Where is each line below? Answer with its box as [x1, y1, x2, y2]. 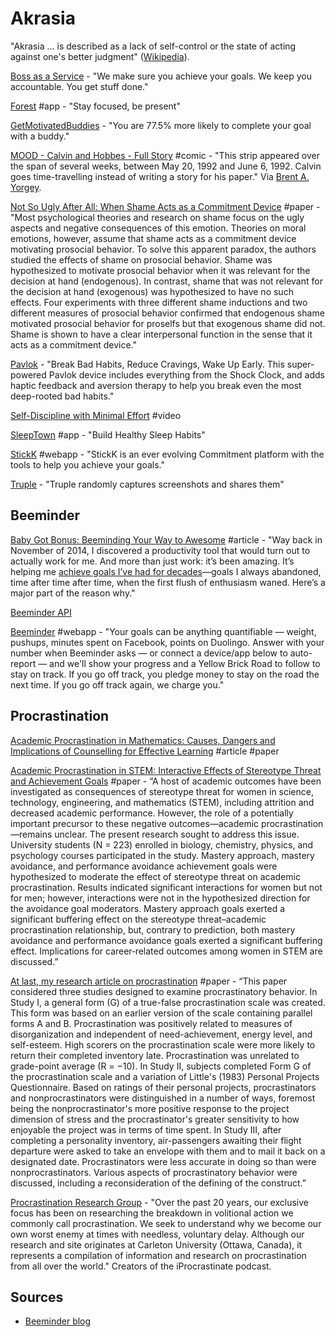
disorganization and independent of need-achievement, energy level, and [10, 1028, 313, 1040]
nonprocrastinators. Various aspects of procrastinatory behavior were [10, 1166, 298, 1178]
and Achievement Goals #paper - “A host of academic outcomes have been [10, 775, 322, 787]
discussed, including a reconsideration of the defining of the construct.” [10, 1177, 307, 1189]
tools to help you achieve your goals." [10, 458, 166, 471]
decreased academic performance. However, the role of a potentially [10, 807, 294, 819]
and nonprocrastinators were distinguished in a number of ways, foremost [10, 1092, 316, 1104]
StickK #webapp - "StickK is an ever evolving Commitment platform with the [10, 448, 325, 460]
